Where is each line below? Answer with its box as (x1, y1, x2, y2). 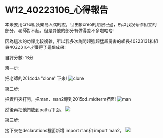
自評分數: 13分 (5, 54, 34, 60)
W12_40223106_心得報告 (5, 4, 108, 16)
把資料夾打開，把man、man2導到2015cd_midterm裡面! (5, 96, 116, 102)
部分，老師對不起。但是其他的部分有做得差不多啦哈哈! (5, 27, 114, 33)
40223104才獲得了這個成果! (9, 44, 66, 50)
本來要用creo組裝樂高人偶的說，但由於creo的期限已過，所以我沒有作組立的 (5, 22, 157, 27)
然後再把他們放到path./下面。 (5, 106, 65, 113)
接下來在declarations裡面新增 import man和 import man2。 (5, 127, 124, 133)
